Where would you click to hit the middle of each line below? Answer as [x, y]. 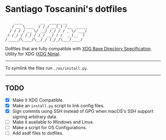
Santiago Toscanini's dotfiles [66, 9]
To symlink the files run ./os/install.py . [47, 68]
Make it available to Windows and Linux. [53, 122]
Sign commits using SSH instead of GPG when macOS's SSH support [83, 111]
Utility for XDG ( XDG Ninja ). [33, 54]
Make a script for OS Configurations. [50, 127]
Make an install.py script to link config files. [58, 105]
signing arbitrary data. [35, 116]
